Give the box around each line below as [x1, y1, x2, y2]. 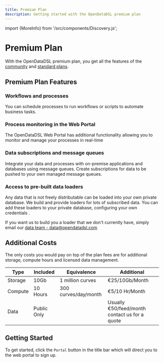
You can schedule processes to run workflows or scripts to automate [5, 104, 144, 110]
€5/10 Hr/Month [107, 288, 145, 295]
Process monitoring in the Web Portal [5, 121, 96, 128]
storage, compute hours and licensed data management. [5, 257, 119, 263]
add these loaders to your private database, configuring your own [5, 205, 138, 211]
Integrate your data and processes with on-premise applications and [5, 160, 143, 166]
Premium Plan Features [5, 78, 77, 86]
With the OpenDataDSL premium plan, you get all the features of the [5, 58, 142, 64]
